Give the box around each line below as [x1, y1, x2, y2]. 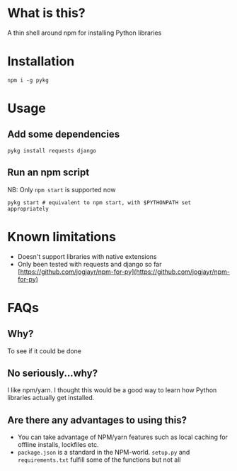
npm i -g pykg [7, 77, 50, 84]
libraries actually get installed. [7, 394, 95, 402]
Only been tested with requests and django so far [17, 260, 162, 268]
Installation [7, 53, 75, 70]
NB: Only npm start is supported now [7, 185, 116, 194]
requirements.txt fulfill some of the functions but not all [17, 455, 181, 464]
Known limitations [7, 228, 117, 245]
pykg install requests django [7, 147, 97, 154]
